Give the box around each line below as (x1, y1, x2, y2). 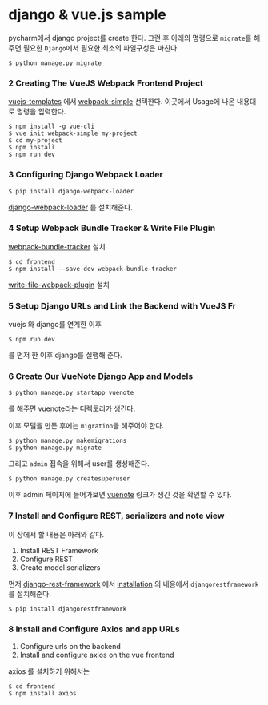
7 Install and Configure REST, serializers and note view (8, 510, 225, 521)
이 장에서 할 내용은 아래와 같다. (8, 529, 105, 539)
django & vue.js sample (8, 6, 166, 24)
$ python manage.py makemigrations (8, 437, 127, 445)
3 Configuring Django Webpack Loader (8, 169, 163, 181)
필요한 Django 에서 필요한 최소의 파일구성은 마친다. (22, 42, 180, 53)
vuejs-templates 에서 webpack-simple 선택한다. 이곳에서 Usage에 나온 (8, 97, 235, 106)
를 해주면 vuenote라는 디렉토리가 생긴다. (8, 404, 136, 413)
